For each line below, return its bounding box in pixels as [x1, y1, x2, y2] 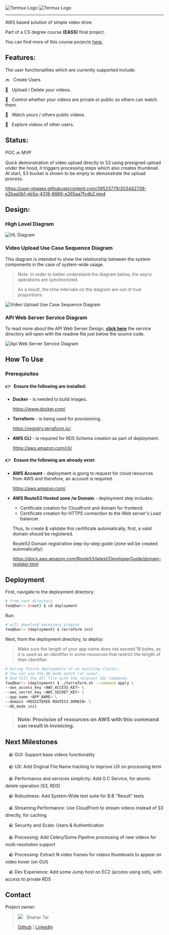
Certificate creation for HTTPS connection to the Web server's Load [20, 510, 161, 516]
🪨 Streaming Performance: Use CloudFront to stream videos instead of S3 [9, 805, 163, 811]
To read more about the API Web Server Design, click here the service [5, 325, 151, 332]
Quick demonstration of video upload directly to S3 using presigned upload [5, 159, 161, 166]
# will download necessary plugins [5, 622, 80, 628]
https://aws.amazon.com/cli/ [12, 445, 72, 451]
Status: [5, 136, 29, 145]
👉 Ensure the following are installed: [5, 383, 87, 389]
